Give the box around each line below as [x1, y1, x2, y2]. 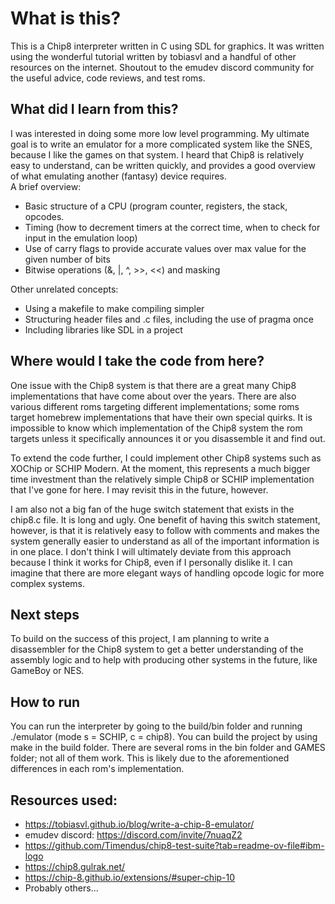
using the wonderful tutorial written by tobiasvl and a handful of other [10, 50, 297, 62]
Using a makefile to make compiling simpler [24, 302, 205, 314]
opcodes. [24, 210, 65, 222]
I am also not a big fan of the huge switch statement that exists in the [10, 503, 295, 515]
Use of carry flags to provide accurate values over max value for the [24, 242, 307, 254]
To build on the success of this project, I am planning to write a [10, 633, 270, 645]
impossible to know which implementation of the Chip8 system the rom [10, 422, 303, 434]
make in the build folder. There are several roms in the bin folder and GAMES [10, 742, 326, 754]
